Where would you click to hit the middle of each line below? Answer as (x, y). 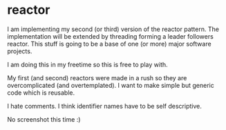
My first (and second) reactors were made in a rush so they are (97, 77)
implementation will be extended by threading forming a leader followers (111, 36)
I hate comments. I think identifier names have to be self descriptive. (104, 106)
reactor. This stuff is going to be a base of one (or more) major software (110, 44)
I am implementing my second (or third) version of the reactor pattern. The (113, 29)
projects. (20, 51)
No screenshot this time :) (44, 119)
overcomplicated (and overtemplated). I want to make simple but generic (111, 85)
